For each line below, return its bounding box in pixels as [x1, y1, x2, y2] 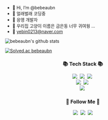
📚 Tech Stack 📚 [62, 60, 104, 67]
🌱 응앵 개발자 [12, 17, 38, 22]
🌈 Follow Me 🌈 [66, 98, 100, 105]
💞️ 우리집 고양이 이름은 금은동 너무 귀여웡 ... [12, 23, 95, 29]
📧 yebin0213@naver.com [12, 29, 63, 34]
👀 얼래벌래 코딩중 [12, 10, 46, 16]
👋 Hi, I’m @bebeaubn [12, 5, 56, 10]
